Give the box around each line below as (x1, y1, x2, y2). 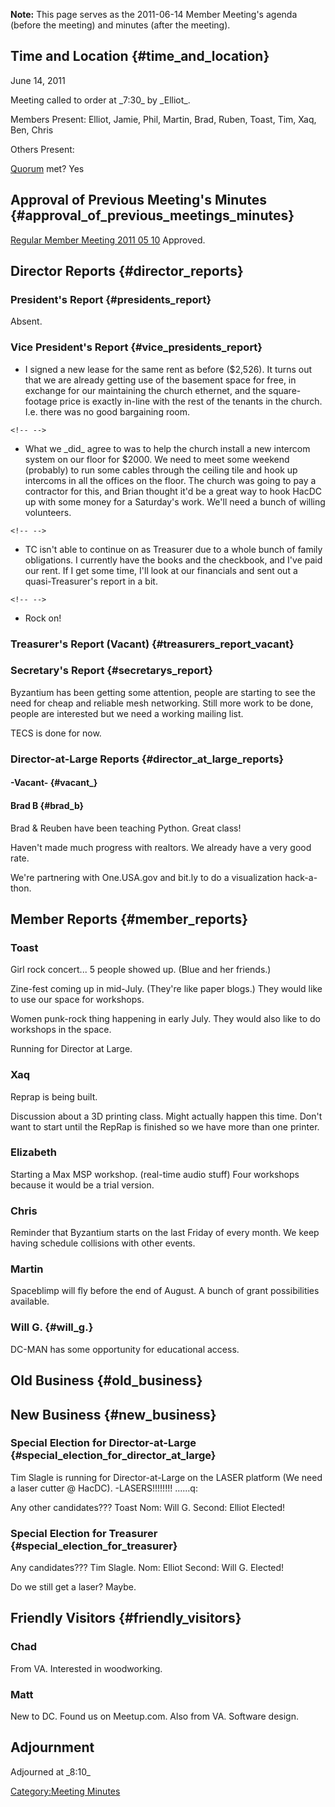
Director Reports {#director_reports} (10, 263, 244, 280)
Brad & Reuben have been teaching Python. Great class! (10, 822, 242, 834)
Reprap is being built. (10, 1090, 98, 1103)
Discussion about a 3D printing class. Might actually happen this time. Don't (10, 1110, 323, 1122)
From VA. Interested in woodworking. (10, 1662, 163, 1674)
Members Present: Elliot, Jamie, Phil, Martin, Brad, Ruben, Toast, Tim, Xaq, (10, 113, 317, 125)
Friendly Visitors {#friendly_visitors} (10, 1610, 242, 1627)
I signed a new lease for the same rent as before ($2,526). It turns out (24, 363, 313, 375)
